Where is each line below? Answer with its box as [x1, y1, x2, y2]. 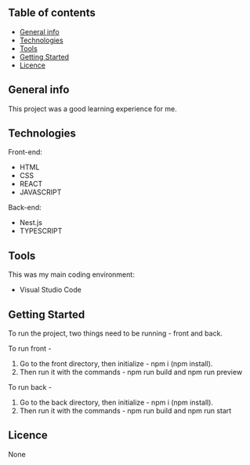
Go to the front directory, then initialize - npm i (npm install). [19, 359, 213, 369]
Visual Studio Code [19, 285, 82, 295]
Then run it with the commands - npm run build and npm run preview [19, 368, 243, 377]
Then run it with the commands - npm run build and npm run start [19, 406, 232, 416]
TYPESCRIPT [19, 227, 63, 236]
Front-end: [8, 147, 43, 157]
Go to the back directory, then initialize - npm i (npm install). [19, 398, 214, 407]
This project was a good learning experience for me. [8, 104, 178, 113]
